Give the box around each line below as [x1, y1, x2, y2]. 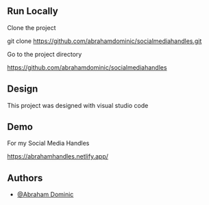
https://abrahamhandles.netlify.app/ [7, 152, 108, 161]
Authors [7, 172, 43, 184]
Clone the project [7, 23, 56, 31]
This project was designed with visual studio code [7, 101, 149, 109]
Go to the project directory [7, 50, 82, 58]
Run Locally [7, 5, 58, 17]
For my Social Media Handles [7, 139, 90, 148]
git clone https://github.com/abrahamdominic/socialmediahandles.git [7, 37, 202, 45]
